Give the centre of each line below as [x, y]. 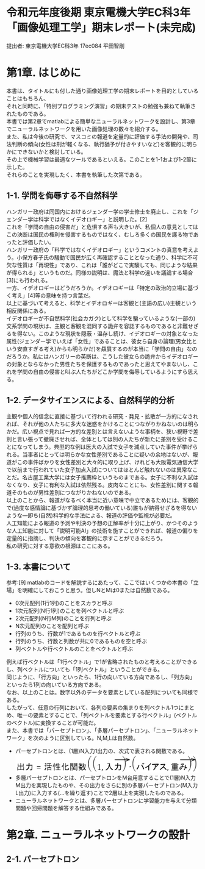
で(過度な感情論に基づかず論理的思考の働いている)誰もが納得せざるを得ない [102, 507]
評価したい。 [38, 242]
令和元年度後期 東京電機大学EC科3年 [99, 13]
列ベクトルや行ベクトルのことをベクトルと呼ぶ [74, 649]
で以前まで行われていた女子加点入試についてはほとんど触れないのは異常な [99, 470]
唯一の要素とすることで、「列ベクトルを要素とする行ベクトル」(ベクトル [107, 715]
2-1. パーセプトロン [43, 860]
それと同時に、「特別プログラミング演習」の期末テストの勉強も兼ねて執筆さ [101, 106]
